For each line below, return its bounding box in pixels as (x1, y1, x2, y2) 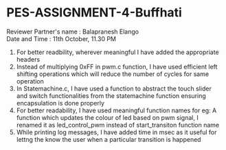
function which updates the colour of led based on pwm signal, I (16, 113, 199, 121)
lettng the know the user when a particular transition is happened (16, 135, 201, 143)
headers (16, 55, 41, 63)
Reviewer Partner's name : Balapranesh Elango (6, 27, 139, 36)
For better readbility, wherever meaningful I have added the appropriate (16, 48, 219, 56)
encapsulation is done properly (16, 99, 104, 107)
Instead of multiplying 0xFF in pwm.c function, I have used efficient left (16, 62, 218, 71)
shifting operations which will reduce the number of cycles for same (16, 70, 210, 78)
